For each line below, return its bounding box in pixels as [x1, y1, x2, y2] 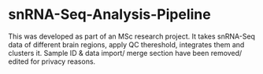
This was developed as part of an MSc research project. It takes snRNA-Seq [8, 31, 256, 41]
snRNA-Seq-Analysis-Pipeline [8, 6, 211, 24]
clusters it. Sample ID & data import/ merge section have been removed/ [8, 48, 243, 57]
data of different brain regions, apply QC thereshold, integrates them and [8, 39, 245, 49]
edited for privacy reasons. [8, 57, 96, 66]
